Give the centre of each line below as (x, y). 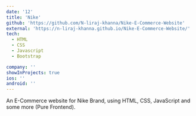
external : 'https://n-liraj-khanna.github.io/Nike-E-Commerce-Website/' (98, 28)
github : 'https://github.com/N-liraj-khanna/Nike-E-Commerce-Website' (96, 23)
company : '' (21, 67)
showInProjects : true (33, 72)
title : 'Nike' (24, 17)
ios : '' (16, 78)
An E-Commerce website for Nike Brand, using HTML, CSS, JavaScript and (98, 101)
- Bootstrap (27, 56)
